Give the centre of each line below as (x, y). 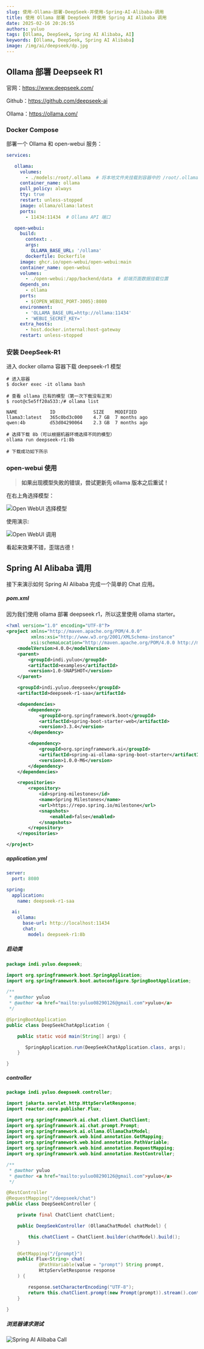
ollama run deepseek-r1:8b (40, 440)
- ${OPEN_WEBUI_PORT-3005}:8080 (66, 302)
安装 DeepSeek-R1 (33, 352)
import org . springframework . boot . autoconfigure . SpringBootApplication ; (99, 981)
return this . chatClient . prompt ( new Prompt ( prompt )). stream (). (108, 1292)
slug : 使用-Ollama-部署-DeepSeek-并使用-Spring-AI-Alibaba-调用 (85, 12)
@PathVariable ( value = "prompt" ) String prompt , (101, 1265)
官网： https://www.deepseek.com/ (50, 88)
